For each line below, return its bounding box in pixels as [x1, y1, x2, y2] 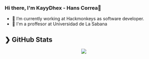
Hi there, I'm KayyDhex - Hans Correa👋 [5, 4, 101, 11]
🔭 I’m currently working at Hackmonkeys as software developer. [12, 16, 144, 22]
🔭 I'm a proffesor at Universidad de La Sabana [12, 21, 107, 27]
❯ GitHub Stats [5, 35, 53, 44]
